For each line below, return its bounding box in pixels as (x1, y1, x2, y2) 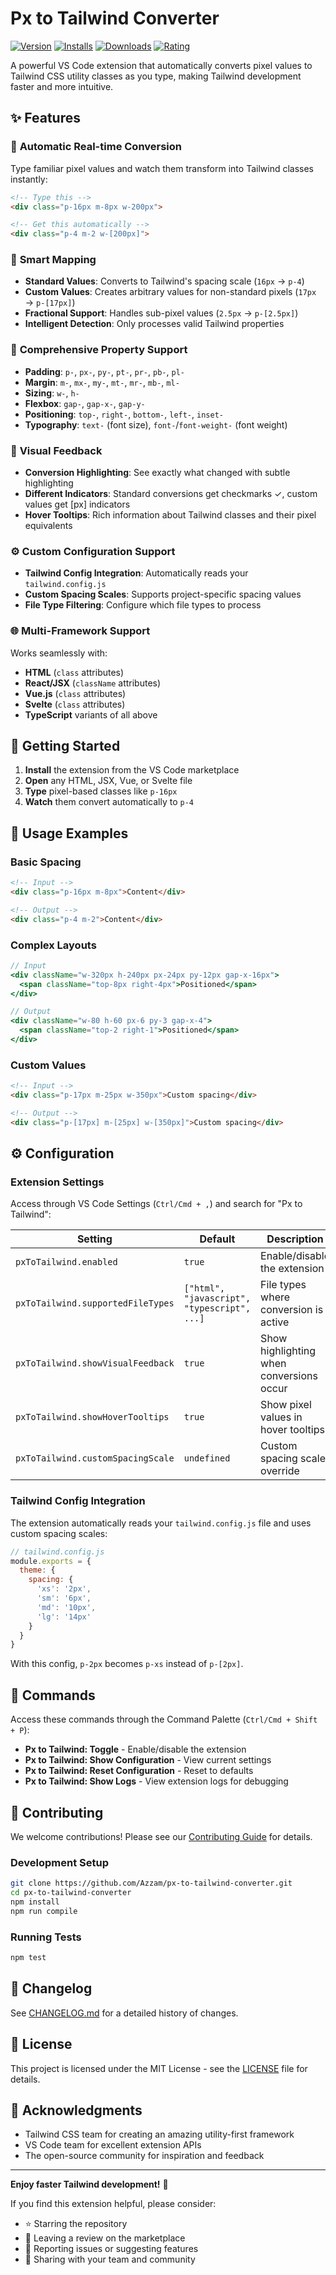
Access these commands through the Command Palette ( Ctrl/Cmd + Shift (10, 1713, 318, 1726)
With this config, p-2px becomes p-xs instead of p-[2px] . (10, 1658, 244, 1670)
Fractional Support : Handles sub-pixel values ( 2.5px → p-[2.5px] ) (24, 307, 299, 319)
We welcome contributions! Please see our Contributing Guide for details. (10, 1830, 313, 1842)
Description (266, 1232, 324, 1246)
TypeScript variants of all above (24, 708, 158, 721)
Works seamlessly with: (10, 647, 108, 659)
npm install (10, 1897, 60, 1907)
